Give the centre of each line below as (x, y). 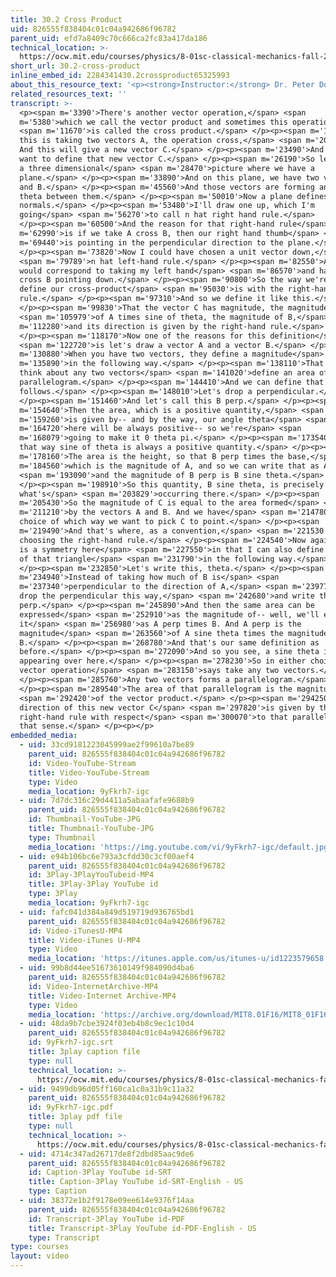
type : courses (40, 1247)
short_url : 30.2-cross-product (75, 66)
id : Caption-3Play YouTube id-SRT (100, 1172)
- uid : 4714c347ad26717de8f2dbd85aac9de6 (107, 1154)
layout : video (40, 1256)
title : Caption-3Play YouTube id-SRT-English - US (136, 1182)
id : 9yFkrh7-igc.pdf (71, 1107)
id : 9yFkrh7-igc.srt (71, 1042)
